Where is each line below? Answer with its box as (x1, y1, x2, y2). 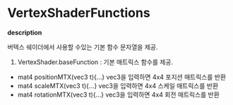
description (7, 28, 42, 37)
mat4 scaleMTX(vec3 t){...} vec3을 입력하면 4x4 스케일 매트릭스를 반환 (17, 81, 219, 89)
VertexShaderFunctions (7, 5, 150, 21)
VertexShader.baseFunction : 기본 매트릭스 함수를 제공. (17, 58, 174, 66)
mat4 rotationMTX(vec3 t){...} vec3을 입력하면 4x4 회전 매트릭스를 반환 (17, 90, 220, 99)
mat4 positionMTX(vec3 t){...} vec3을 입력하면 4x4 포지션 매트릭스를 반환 (17, 73, 227, 81)
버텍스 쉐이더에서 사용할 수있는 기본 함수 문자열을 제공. (7, 42, 158, 51)
